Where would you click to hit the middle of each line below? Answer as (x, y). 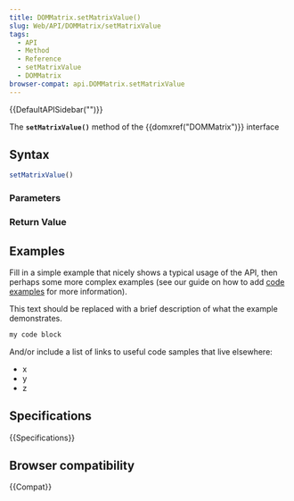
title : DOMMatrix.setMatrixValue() (75, 17)
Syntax (29, 155)
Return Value (38, 222)
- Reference (40, 59)
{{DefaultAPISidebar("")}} (56, 109)
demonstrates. (36, 318)
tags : (19, 34)
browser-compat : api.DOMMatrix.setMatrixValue (97, 84)
